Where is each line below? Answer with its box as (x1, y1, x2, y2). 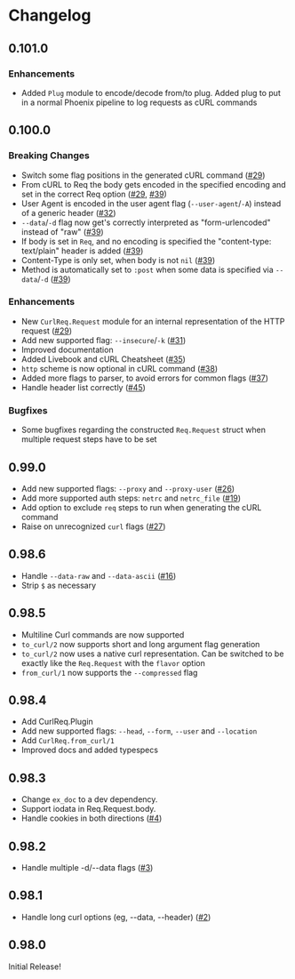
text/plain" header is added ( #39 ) (20, 245, 144, 256)
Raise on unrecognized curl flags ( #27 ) (20, 521, 166, 532)
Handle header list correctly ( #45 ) (20, 381, 146, 392)
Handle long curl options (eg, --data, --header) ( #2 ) (20, 911, 211, 922)
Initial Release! (8, 961, 61, 972)
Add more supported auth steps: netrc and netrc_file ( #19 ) (20, 493, 242, 503)
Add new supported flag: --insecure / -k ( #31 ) (20, 334, 187, 345)
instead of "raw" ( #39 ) (20, 226, 104, 237)
